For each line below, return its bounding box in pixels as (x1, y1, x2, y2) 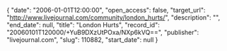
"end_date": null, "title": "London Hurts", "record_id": (6, 21, 160, 29)
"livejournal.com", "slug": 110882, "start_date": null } (6, 36, 158, 44)
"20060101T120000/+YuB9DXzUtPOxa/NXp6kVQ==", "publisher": (6, 28, 199, 36)
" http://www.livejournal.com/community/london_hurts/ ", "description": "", (6, 13, 221, 22)
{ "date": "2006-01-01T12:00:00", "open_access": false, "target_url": (6, 6, 206, 14)
